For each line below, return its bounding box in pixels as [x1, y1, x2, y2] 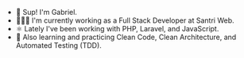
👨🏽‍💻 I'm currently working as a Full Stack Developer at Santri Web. [15, 16, 234, 25]
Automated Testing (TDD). [15, 41, 102, 50]
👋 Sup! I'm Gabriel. [15, 8, 78, 16]
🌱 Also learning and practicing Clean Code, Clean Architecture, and [15, 32, 237, 42]
